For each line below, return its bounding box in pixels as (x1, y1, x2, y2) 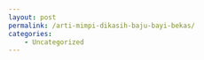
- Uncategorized (24, 37, 85, 47)
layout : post (8, 12, 57, 22)
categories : (8, 29, 52, 38)
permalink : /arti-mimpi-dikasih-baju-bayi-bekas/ (8, 21, 196, 30)
